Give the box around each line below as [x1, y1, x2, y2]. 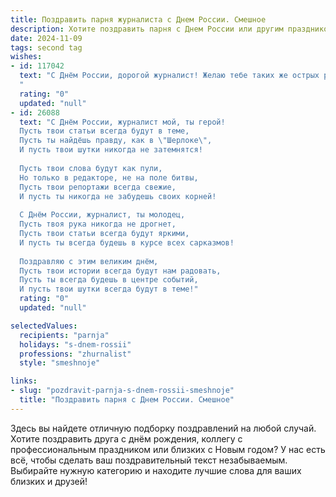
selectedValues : [10, 321, 78, 331]
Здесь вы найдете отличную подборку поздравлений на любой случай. [10, 422, 317, 434]
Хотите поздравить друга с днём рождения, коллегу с [10, 432, 243, 445]
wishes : [10, 52, 43, 62]
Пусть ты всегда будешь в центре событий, [19, 275, 199, 285]
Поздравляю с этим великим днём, [19, 256, 159, 266]
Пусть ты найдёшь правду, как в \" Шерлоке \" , [19, 136, 213, 146]
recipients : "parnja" [19, 330, 110, 340]
